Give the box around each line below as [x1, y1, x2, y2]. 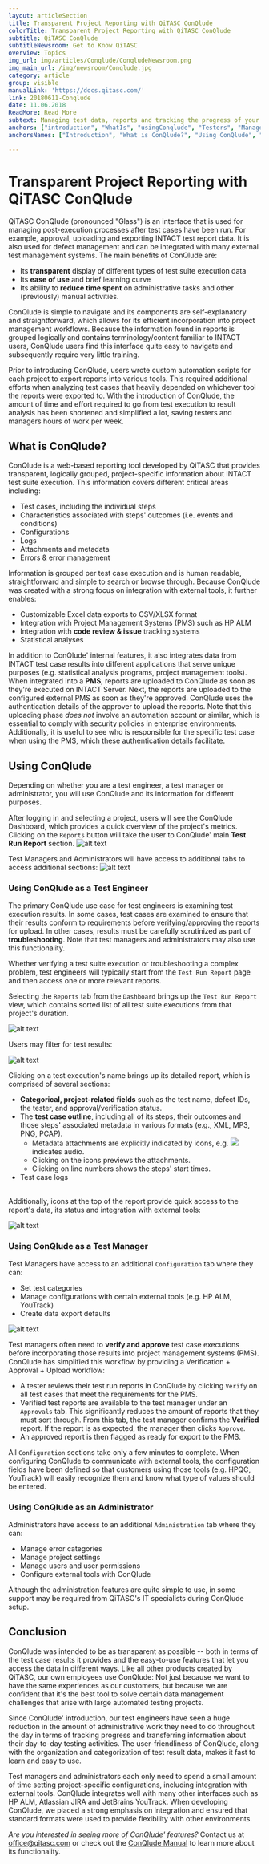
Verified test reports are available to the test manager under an [19, 1397, 227, 1408]
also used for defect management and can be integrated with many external [8, 241, 259, 251]
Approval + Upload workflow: [8, 1365, 106, 1375]
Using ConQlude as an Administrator [8, 1501, 154, 1513]
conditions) [19, 519, 58, 529]
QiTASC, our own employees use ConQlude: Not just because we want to [8, 1672, 250, 1681]
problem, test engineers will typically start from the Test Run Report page [8, 967, 251, 977]
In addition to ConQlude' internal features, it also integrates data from [8, 650, 237, 660]
